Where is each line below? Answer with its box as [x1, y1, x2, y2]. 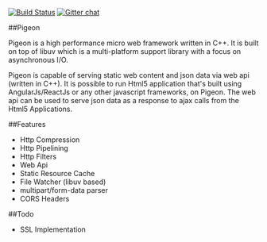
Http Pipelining [19, 144, 69, 152]
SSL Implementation [19, 225, 86, 234]
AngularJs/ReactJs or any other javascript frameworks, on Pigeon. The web [8, 87, 257, 97]
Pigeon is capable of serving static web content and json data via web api [8, 71, 250, 79]
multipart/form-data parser [19, 186, 109, 194]
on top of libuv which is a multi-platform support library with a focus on [8, 47, 242, 56]
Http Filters [19, 152, 57, 161]
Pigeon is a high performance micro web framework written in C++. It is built [8, 38, 259, 48]
